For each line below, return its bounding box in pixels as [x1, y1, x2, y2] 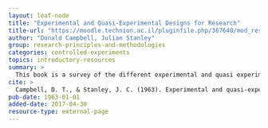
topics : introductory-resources [8, 56, 116, 64]
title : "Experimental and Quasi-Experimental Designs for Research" [8, 19, 241, 27]
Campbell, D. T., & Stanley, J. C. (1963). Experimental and [15, 85, 223, 94]
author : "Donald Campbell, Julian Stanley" [8, 33, 156, 42]
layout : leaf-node [8, 11, 69, 20]
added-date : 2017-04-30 [8, 100, 88, 108]
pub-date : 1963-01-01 [8, 93, 81, 101]
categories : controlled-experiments [8, 48, 130, 56]
